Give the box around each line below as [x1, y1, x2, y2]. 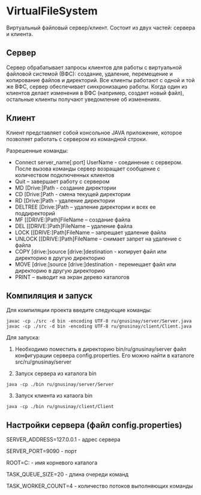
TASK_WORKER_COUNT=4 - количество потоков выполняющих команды [6, 482, 193, 490]
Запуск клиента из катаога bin [14, 392, 93, 400]
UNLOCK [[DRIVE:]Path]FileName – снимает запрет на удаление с [14, 235, 182, 242]
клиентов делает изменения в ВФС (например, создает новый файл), [6, 89, 184, 97]
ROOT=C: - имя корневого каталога [6, 459, 98, 466]
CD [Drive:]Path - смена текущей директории [14, 190, 131, 197]
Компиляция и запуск [6, 290, 93, 301]
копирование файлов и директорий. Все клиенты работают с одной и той [6, 76, 195, 83]
